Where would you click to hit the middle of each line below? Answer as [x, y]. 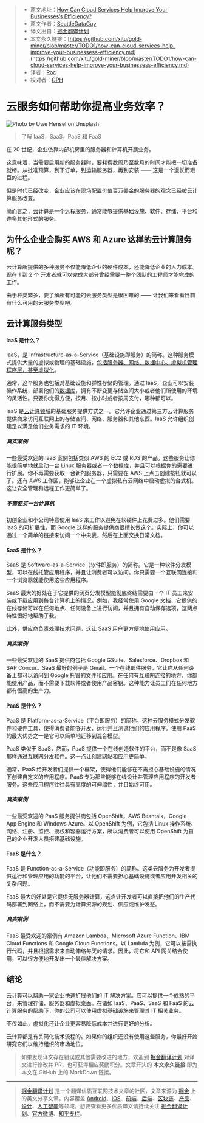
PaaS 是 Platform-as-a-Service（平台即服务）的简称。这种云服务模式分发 [98, 720]
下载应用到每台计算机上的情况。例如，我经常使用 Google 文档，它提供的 [107, 600]
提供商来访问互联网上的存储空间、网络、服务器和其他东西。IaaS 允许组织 [98, 419]
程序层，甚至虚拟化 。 [33, 370]
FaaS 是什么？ [24, 854]
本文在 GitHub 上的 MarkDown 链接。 [68, 1072]
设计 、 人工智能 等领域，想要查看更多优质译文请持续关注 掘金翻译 [102, 1106]
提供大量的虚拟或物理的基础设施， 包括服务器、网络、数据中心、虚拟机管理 [104, 363]
